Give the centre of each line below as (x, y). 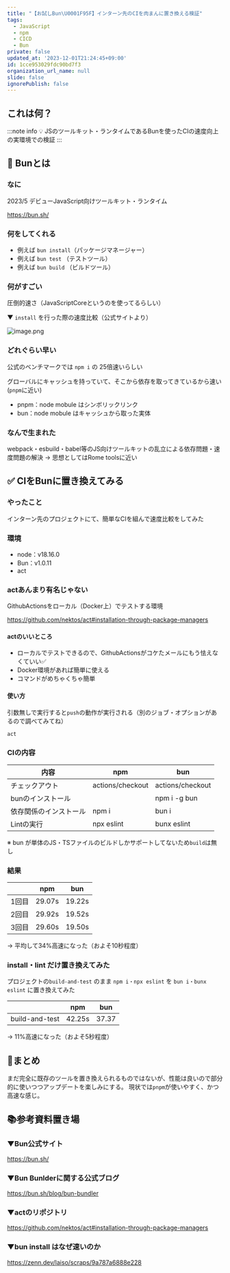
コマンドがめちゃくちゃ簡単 (56, 679)
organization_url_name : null (49, 71)
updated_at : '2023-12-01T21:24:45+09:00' (67, 58)
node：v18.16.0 (38, 554)
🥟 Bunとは (29, 163)
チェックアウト (35, 785)
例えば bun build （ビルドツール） (66, 267)
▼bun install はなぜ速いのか (54, 1247)
